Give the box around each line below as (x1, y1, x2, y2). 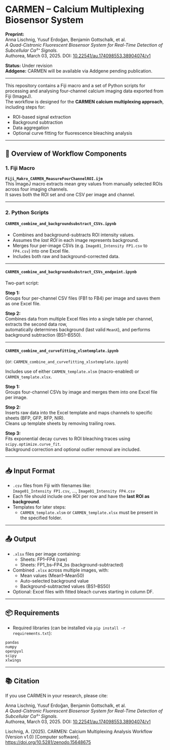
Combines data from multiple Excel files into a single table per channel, (5, 315, 153, 322)
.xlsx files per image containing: (12, 551, 81, 557)
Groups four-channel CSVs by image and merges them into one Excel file (5, 389, 158, 395)
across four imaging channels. (5, 186, 68, 192)
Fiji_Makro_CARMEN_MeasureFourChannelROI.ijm (5, 176, 103, 181)
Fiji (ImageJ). (5, 93, 33, 99)
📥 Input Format (5, 467, 55, 475)
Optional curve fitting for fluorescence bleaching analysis (12, 130, 133, 136)
